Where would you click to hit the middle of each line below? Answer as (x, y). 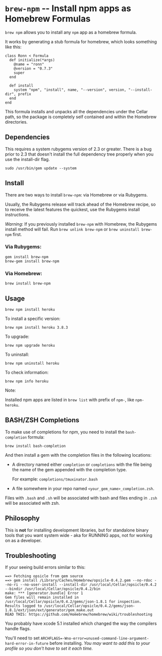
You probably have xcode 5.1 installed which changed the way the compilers (81, 623)
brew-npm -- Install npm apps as (68, 9)
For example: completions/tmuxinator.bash (55, 479)
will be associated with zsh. (32, 503)
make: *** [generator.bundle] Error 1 (44, 593)
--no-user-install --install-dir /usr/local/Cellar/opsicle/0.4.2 (88, 585)
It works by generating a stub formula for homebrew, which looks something (81, 41)
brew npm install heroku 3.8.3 (37, 327)
